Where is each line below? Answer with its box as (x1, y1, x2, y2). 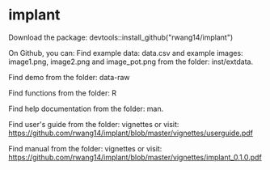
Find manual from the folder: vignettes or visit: (8, 143, 162, 153)
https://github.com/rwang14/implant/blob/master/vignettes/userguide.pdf (8, 128, 253, 138)
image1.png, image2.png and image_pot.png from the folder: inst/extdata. (8, 57, 253, 66)
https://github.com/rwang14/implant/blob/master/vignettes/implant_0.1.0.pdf (8, 152, 263, 162)
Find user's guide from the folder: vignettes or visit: (8, 119, 179, 129)
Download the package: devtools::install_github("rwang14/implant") (8, 32, 234, 42)
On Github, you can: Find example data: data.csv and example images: (8, 48, 244, 57)
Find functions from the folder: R (8, 87, 117, 98)
